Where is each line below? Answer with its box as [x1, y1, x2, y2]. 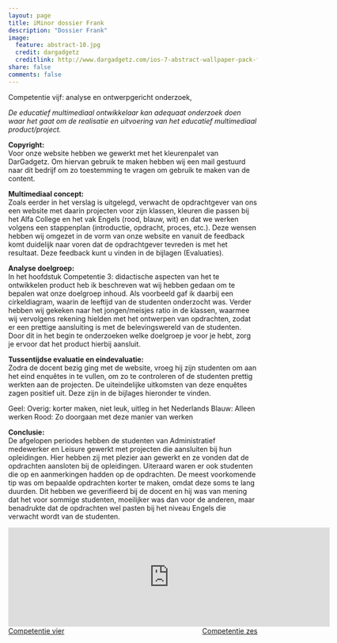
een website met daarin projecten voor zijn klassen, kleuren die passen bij [8, 205, 249, 215]
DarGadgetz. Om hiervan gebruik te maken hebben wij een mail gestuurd [8, 156, 246, 166]
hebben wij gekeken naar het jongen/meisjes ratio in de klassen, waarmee [8, 305, 250, 315]
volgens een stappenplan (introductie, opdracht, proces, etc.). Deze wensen [8, 223, 257, 232]
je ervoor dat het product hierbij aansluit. [8, 339, 141, 349]
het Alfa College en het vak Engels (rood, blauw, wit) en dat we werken [8, 214, 239, 224]
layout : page [8, 11, 51, 20]
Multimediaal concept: [8, 189, 85, 198]
